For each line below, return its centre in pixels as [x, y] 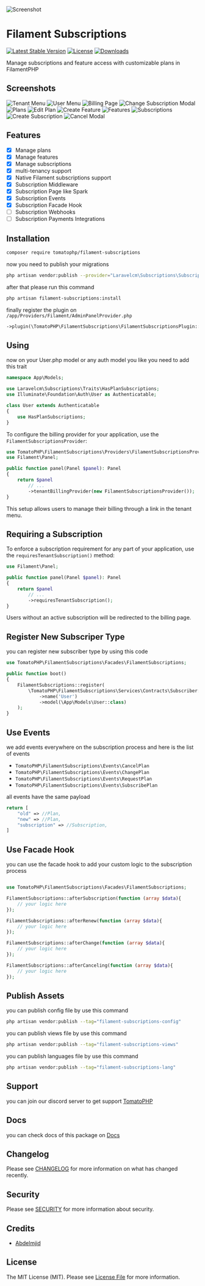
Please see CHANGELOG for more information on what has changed [92, 1169]
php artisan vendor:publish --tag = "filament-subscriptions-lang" [91, 1067]
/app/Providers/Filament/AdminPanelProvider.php [69, 316]
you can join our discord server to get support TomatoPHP [80, 1101]
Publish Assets [35, 996]
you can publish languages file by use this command [72, 1057]
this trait [17, 367]
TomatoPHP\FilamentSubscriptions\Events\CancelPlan [82, 766]
